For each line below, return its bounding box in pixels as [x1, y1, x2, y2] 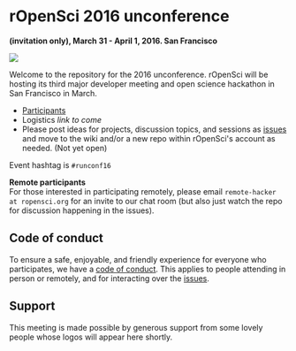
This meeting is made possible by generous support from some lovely [9, 322, 263, 332]
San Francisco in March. [9, 88, 97, 98]
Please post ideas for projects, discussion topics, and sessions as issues [21, 124, 287, 134]
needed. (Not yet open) [21, 142, 108, 153]
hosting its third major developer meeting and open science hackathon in [9, 78, 276, 89]
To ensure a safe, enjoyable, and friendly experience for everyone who [9, 254, 267, 264]
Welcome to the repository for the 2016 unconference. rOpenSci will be [9, 69, 269, 80]
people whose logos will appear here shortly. [9, 332, 173, 342]
